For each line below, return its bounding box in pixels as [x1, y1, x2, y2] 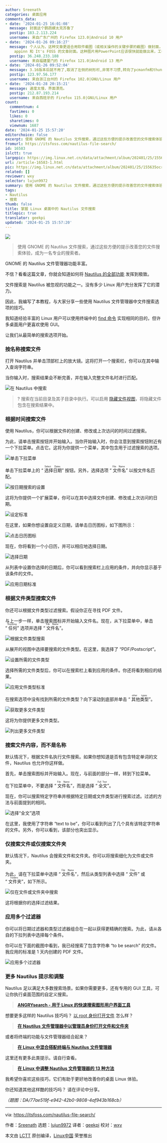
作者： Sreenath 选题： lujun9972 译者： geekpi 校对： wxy [5, 1122, 122, 1128]
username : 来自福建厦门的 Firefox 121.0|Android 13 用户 [9, 58, 123, 63]
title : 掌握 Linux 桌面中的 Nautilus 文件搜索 [5, 206, 96, 211]
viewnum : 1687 [9, 123, 39, 128]
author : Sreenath [5, 7, 41, 12]
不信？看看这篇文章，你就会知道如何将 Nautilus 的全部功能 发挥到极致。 [5, 271, 152, 277]
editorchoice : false [5, 132, 48, 137]
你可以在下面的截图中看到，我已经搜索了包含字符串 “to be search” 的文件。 [5, 942, 159, 948]
